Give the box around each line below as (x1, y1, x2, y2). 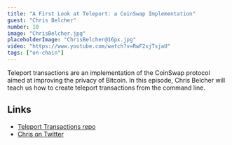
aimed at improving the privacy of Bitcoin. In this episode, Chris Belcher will (7, 76, 226, 84)
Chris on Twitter (17, 130, 64, 138)
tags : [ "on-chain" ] (7, 50, 64, 57)
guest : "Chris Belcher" (7, 17, 77, 24)
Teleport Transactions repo (17, 122, 96, 130)
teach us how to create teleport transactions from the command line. (7, 83, 205, 92)
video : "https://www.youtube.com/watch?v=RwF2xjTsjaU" (7, 43, 171, 50)
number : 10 (7, 23, 39, 30)
